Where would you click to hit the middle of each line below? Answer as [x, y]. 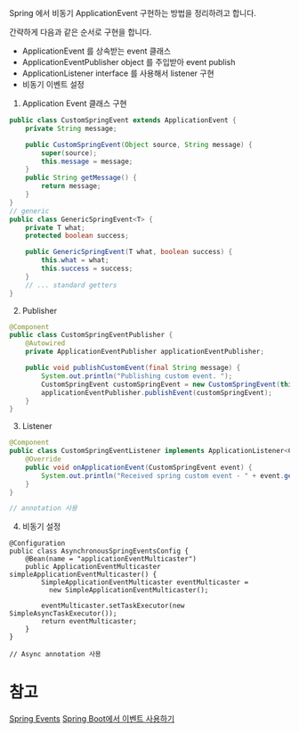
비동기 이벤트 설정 [53, 84]
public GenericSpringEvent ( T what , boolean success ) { [129, 252]
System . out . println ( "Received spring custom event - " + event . [163, 475]
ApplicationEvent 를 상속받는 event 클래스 [97, 51]
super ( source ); [69, 153]
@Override [44, 459]
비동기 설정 [41, 527]
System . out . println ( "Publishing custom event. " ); [137, 376]
